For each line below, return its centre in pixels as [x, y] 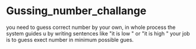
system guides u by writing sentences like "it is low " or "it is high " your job [98, 33]
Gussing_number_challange [76, 11]
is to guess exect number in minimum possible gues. [70, 40]
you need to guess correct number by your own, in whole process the [91, 27]
